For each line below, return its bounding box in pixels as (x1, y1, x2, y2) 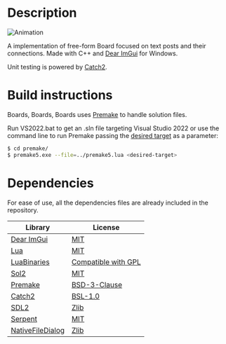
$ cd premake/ (7, 145, 49, 152)
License (92, 222, 120, 232)
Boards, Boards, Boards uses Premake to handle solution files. (7, 110, 187, 118)
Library (25, 222, 51, 232)
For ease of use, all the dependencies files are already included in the (7, 198, 208, 207)
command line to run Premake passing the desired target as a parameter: (7, 131, 219, 139)
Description (7, 5, 77, 21)
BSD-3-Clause (71, 280, 123, 289)
